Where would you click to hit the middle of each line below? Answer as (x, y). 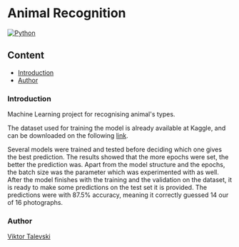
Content (26, 55)
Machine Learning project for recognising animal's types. (91, 114)
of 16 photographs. (35, 203)
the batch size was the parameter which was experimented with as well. (113, 172)
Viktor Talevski (29, 236)
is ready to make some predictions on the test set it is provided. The (107, 188)
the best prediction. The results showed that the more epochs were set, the (118, 157)
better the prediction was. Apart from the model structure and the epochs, (116, 165)
